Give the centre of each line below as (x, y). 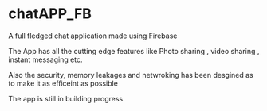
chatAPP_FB (50, 14)
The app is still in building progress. (67, 98)
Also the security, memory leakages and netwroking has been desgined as (131, 75)
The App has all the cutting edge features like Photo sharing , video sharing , (134, 51)
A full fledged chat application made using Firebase (93, 36)
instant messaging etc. (45, 59)
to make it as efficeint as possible (63, 83)
